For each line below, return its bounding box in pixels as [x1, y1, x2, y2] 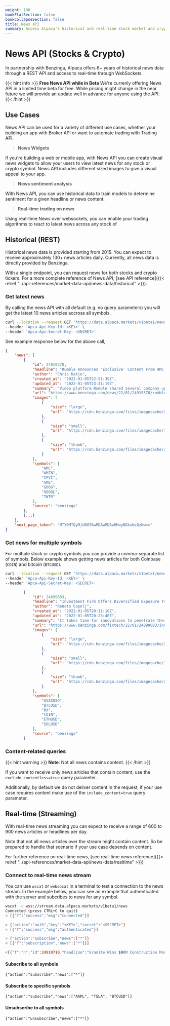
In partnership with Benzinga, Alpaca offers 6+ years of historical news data [5, 65, 164, 71]
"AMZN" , [41, 471, 58, 476]
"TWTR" [41, 494, 56, 499]
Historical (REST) [5, 236, 61, 244]
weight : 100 [5, 7, 30, 13]
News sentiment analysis [17, 180, 72, 186]
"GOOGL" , [41, 489, 60, 495]
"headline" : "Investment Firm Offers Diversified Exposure [32, 599, 159, 604]
